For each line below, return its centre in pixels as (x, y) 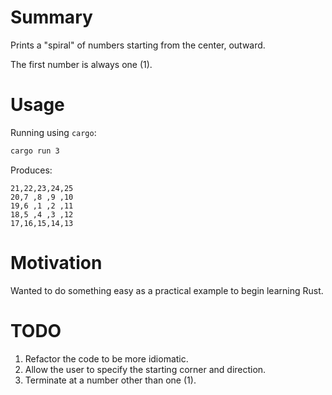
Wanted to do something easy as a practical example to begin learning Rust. (167, 290)
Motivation (56, 262)
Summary (51, 17)
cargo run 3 (35, 151)
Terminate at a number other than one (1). (110, 380)
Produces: (31, 170)
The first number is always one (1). (81, 64)
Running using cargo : (53, 132)
